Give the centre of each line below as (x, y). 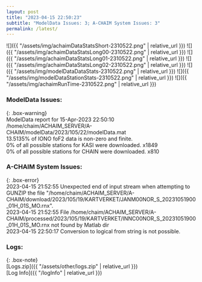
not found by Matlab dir (80, 225)
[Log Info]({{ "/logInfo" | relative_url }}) (54, 273)
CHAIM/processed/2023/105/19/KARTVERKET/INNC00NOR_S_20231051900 (101, 218)
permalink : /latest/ (32, 29)
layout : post (23, 12)
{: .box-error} (23, 180)
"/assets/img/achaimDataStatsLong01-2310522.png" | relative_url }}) (99, 58)
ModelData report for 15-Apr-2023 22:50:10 (60, 119)
